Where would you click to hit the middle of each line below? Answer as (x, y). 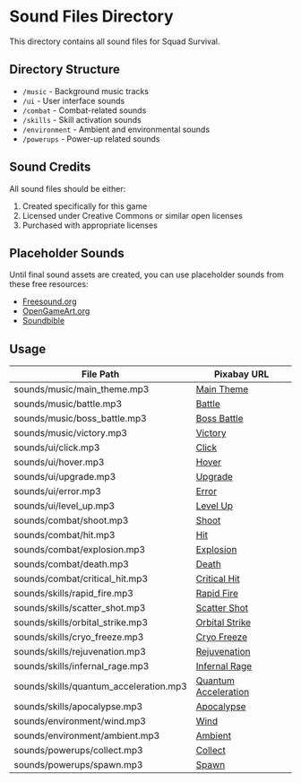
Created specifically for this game (85, 206)
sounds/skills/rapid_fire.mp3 (74, 594)
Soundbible (43, 321)
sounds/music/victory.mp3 (71, 433)
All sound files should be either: (68, 188)
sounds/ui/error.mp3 (57, 492)
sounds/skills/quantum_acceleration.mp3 (101, 686)
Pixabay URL (241, 374)
